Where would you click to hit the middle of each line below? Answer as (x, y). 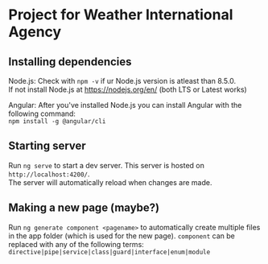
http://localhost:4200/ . (49, 174)
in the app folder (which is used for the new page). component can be (122, 236)
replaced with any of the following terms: (76, 244)
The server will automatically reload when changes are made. (110, 182)
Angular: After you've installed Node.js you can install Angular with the (125, 105)
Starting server (47, 146)
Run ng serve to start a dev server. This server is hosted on (107, 165)
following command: (42, 113)
